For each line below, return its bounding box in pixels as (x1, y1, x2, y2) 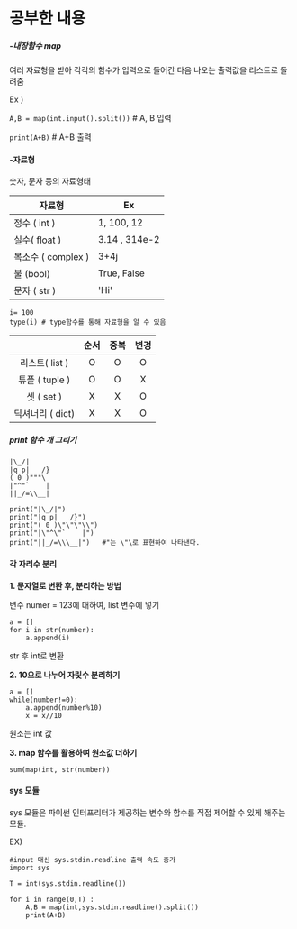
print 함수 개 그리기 (9, 434, 77, 445)
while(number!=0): (9, 695, 78, 704)
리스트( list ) (19, 357, 69, 370)
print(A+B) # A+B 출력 (9, 132, 92, 143)
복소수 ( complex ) (13, 251, 90, 263)
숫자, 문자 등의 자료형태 (9, 176, 92, 187)
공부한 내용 (9, 8, 86, 29)
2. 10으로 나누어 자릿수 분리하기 (9, 669, 121, 680)
